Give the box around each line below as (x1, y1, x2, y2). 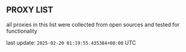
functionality (6, 27, 37, 34)
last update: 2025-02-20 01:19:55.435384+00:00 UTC (6, 39, 136, 46)
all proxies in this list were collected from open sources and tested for (6, 21, 180, 28)
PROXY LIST (6, 5, 53, 15)
